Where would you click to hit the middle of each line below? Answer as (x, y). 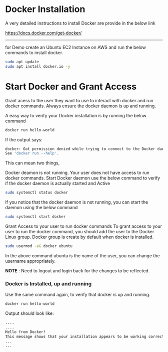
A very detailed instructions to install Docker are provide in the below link (80, 23)
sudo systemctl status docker (37, 193)
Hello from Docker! (25, 332)
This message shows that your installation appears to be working (76, 336)
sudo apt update (22, 62)
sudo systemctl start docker (35, 217)
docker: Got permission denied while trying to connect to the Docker (80, 149)
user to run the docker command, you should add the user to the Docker (80, 231)
